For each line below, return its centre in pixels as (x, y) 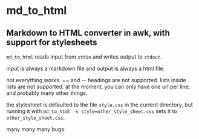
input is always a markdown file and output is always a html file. (86, 68)
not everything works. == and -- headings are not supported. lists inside (96, 80)
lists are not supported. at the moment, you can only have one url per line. (98, 86)
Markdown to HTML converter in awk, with (88, 33)
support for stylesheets (52, 42)
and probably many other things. (47, 93)
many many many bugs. (36, 129)
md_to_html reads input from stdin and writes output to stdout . (84, 57)
